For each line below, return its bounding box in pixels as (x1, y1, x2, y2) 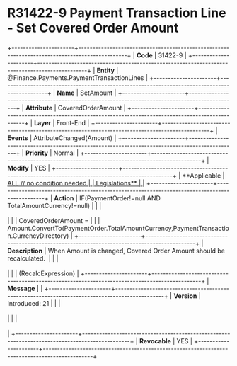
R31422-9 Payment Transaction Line (7, 5, 226, 21)
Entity (96, 66, 115, 74)
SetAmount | (80, 88, 117, 97)
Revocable (139, 336, 172, 345)
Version (173, 292, 197, 300)
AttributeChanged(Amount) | (33, 133, 117, 142)
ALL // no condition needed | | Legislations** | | (7, 178, 145, 187)
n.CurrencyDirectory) (7, 231, 69, 240)
